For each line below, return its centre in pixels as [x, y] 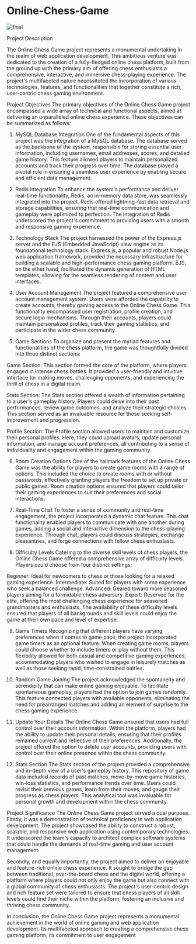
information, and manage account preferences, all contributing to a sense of [98, 443]
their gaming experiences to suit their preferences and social [88, 492]
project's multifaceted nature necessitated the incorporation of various [92, 81]
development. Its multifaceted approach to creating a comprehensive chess [97, 929]
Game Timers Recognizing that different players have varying [89, 631]
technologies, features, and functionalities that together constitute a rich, [94, 87]
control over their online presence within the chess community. [91, 753]
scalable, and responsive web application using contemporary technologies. [98, 831]
